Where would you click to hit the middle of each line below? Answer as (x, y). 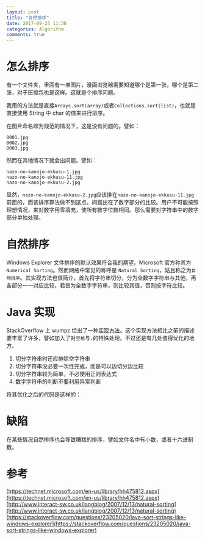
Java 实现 (31, 312)
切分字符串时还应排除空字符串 (52, 358)
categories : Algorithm (35, 29)
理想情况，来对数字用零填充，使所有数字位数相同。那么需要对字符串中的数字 (103, 210)
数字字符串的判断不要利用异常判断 (58, 381)
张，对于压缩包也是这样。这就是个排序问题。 (63, 93)
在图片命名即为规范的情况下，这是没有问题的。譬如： (73, 126)
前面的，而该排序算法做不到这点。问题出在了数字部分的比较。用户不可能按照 (103, 203)
